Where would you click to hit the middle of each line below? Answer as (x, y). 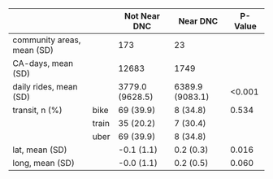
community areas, (47, 40)
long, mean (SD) (43, 163)
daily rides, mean (45, 87)
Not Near (143, 16)
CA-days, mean (43, 63)
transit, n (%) (37, 110)
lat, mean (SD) (40, 150)
